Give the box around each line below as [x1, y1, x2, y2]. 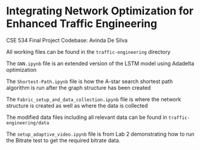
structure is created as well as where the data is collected [6, 102, 148, 109]
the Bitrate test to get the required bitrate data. [6, 136, 121, 144]
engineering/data [6, 120, 50, 126]
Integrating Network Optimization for [6, 4, 194, 18]
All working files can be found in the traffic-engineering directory [6, 48, 171, 55]
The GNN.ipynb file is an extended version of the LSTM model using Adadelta [6, 60, 195, 67]
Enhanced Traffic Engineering [6, 17, 158, 30]
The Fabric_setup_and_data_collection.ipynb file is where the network [6, 96, 181, 103]
